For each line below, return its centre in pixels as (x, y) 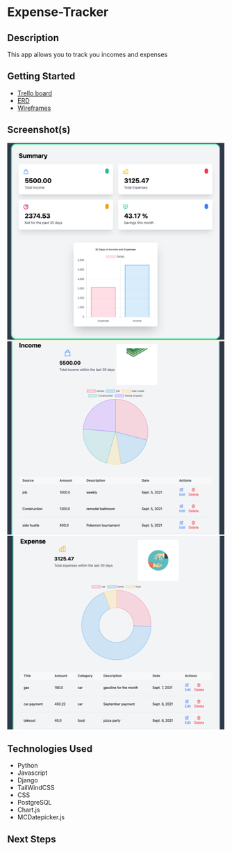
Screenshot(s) (39, 130)
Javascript (32, 773)
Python (27, 766)
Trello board (34, 93)
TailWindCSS (36, 788)
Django (27, 780)
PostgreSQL (34, 803)
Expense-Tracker (58, 12)
